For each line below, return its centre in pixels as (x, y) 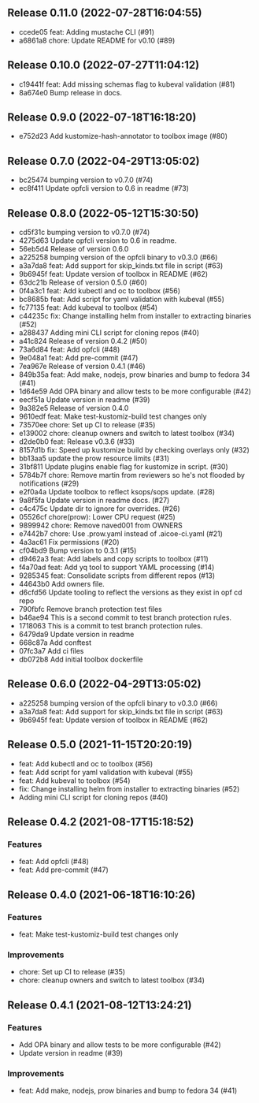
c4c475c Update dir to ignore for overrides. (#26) (99, 509)
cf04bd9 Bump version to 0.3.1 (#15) (78, 550)
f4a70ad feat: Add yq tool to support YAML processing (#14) (117, 568)
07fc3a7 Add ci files (51, 651)
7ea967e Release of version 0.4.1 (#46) (82, 367)
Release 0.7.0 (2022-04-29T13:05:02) (104, 161)
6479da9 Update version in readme (76, 635)
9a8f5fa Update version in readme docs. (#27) (94, 501)
